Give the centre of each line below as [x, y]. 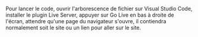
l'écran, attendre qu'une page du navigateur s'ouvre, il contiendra [86, 21]
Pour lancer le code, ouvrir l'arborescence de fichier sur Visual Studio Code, [99, 9]
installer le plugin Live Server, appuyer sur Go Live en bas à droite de [90, 15]
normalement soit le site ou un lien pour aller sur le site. [73, 27]
